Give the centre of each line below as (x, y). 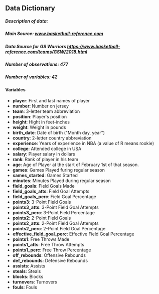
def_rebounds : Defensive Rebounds (50, 261)
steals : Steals (27, 271)
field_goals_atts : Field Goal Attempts (51, 191)
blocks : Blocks (28, 277)
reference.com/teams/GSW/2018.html (46, 52)
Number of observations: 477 (37, 64)
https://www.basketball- (94, 46)
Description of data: (27, 21)
